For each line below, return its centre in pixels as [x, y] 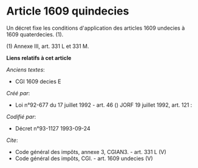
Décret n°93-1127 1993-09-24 [53, 128]
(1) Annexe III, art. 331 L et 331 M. [48, 46]
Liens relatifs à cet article [39, 58]
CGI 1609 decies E [38, 81]
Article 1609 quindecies [68, 11]
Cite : [12, 140]
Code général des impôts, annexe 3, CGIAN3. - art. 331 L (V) [91, 152]
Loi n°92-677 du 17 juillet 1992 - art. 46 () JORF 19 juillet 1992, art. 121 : [104, 105]
